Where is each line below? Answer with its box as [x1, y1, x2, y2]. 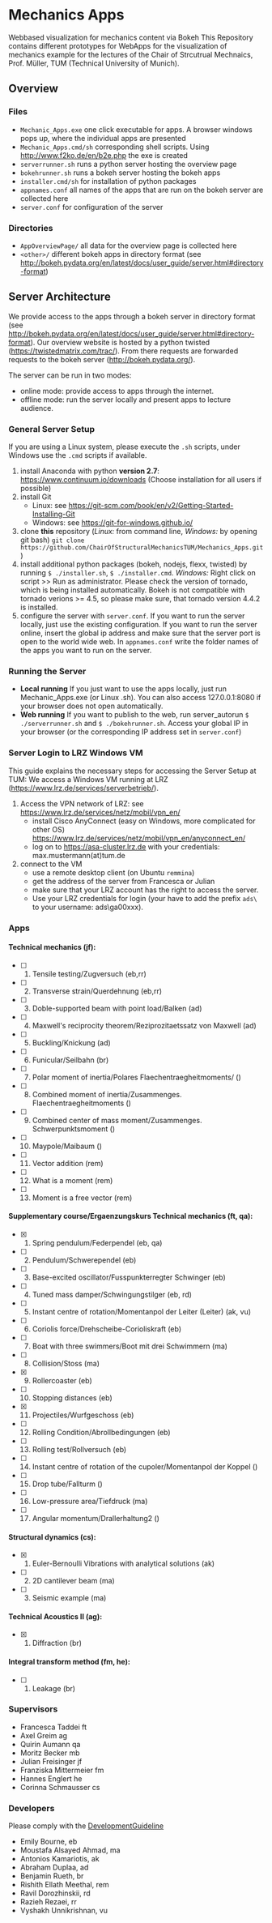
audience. [19, 403, 54, 412]
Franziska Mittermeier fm [19, 1765, 104, 1775]
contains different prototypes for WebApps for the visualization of [8, 41, 227, 50]
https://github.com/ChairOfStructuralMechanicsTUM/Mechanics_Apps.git [19, 544, 264, 552]
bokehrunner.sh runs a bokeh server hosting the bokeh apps [19, 168, 221, 177]
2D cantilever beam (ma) [32, 1576, 115, 1586]
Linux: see [32, 501, 67, 511]
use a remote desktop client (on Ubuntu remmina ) [32, 867, 195, 877]
